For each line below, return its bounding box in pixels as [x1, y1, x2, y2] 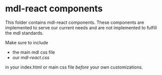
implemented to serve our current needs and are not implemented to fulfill [5, 24, 157, 30]
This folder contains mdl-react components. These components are [5, 19, 145, 25]
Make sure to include [5, 39, 48, 45]
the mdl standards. [5, 30, 44, 36]
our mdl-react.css [12, 54, 50, 60]
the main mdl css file [12, 49, 55, 55]
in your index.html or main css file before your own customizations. [5, 64, 143, 70]
